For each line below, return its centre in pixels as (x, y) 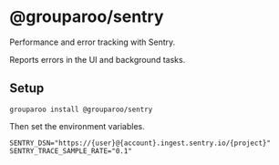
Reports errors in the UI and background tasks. (98, 59)
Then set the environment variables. (77, 126)
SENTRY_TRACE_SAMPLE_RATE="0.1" (71, 151)
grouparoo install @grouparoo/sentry (81, 109)
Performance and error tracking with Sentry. (93, 42)
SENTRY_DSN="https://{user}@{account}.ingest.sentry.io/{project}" (140, 143)
